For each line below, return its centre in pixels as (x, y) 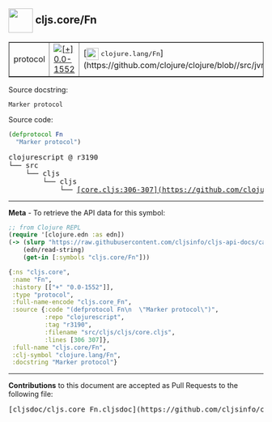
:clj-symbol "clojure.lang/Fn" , (66, 355)
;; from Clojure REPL (45, 228)
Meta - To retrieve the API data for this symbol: (87, 212)
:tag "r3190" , (68, 325)
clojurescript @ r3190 (53, 157)
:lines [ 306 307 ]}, (77, 340)
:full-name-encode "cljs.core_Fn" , (72, 302)
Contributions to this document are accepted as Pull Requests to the (123, 386)
